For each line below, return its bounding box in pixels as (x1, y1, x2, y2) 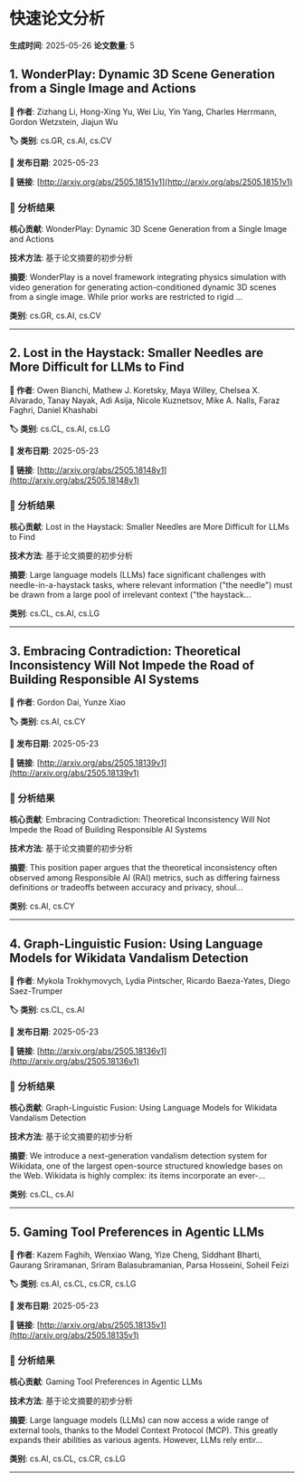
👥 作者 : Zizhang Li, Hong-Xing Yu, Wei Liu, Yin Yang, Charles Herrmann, (9, 106, 278, 117)
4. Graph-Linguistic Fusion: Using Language (9, 936, 264, 951)
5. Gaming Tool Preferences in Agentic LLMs (9, 1224, 265, 1239)
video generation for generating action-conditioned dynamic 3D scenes (9, 282, 277, 293)
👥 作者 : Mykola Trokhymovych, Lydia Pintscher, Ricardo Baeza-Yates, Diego (9, 976, 291, 986)
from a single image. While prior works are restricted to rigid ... (9, 292, 243, 303)
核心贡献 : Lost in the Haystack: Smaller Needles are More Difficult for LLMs (9, 522, 290, 533)
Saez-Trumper (9, 986, 63, 996)
